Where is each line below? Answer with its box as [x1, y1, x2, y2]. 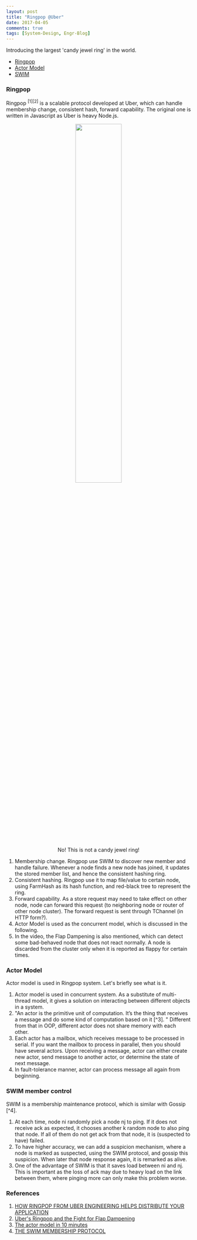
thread [14, 997, 31, 1004]
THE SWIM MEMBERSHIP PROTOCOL [14, 1227, 106, 1234]
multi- [162, 991, 177, 998]
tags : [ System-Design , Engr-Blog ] [6, 31, 91, 37]
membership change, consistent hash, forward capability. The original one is [6, 106, 191, 113]
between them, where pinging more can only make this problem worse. [14, 1174, 187, 1181]
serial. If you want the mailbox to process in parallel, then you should [14, 1041, 181, 1048]
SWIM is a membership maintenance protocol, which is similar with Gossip [6, 1100, 186, 1108]
